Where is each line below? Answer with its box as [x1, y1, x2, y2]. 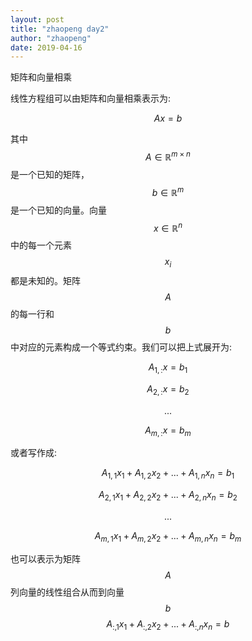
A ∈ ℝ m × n [145, 149, 191, 163]
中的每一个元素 [10, 239, 72, 251]
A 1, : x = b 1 [148, 361, 188, 375]
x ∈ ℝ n [153, 220, 183, 234]
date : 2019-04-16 [10, 42, 83, 53]
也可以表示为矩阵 [10, 552, 81, 565]
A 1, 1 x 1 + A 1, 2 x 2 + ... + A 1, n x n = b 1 [101, 467, 235, 481]
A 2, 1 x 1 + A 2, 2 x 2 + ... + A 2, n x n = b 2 [98, 489, 238, 503]
